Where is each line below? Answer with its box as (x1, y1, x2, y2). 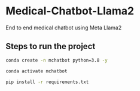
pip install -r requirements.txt (5, 79, 89, 85)
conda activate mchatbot (5, 68, 68, 74)
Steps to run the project (5, 41, 96, 51)
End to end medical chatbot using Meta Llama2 (5, 24, 122, 31)
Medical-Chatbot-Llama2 (5, 4, 135, 18)
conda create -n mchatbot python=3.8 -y (5, 57, 108, 63)
